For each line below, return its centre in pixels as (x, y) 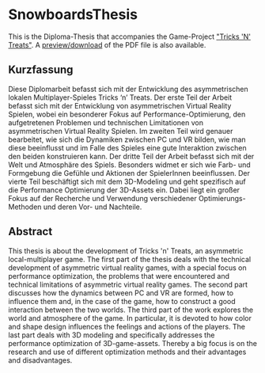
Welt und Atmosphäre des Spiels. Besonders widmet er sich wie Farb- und (129, 165)
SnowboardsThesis (73, 15)
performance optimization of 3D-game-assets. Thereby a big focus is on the (132, 343)
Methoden (25, 207)
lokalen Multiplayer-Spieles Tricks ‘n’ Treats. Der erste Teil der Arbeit (120, 97)
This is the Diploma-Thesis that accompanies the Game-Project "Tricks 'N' (130, 36)
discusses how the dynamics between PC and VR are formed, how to (121, 293)
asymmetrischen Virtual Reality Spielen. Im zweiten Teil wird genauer (121, 131)
